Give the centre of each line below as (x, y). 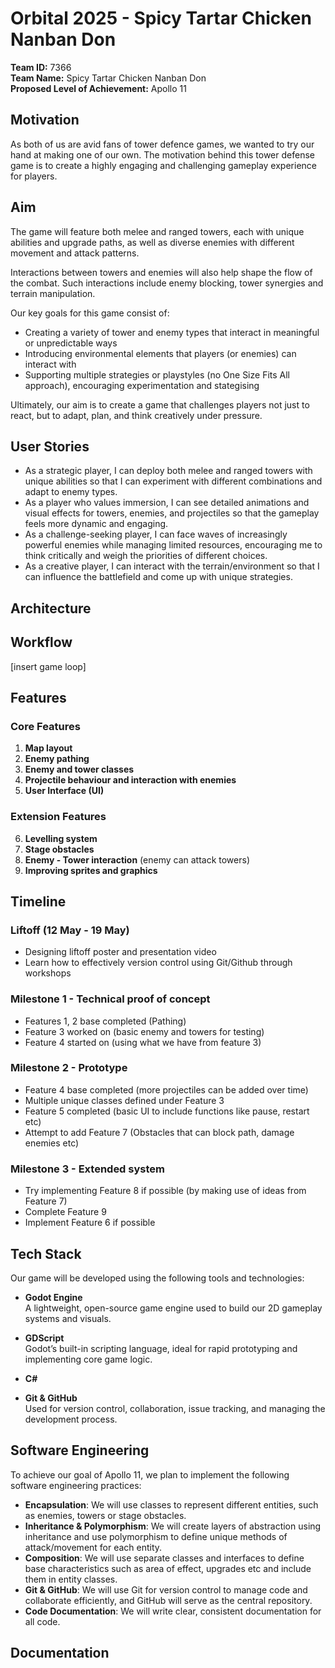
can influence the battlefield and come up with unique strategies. (158, 577)
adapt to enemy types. (71, 492)
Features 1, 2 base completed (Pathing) (105, 1021)
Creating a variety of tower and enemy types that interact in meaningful (172, 332)
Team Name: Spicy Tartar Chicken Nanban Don (108, 78)
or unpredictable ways (71, 343)
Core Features (45, 726)
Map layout (48, 748)
